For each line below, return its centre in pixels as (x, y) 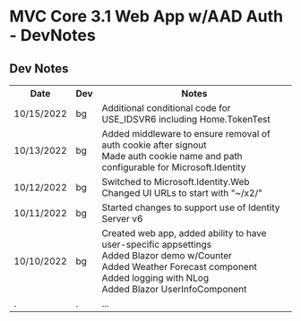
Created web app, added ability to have (184, 233)
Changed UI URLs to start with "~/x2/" (182, 193)
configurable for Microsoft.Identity (174, 167)
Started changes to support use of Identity (191, 207)
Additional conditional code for (166, 108)
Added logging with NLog (155, 278)
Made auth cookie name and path (172, 156)
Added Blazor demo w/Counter (167, 255)
